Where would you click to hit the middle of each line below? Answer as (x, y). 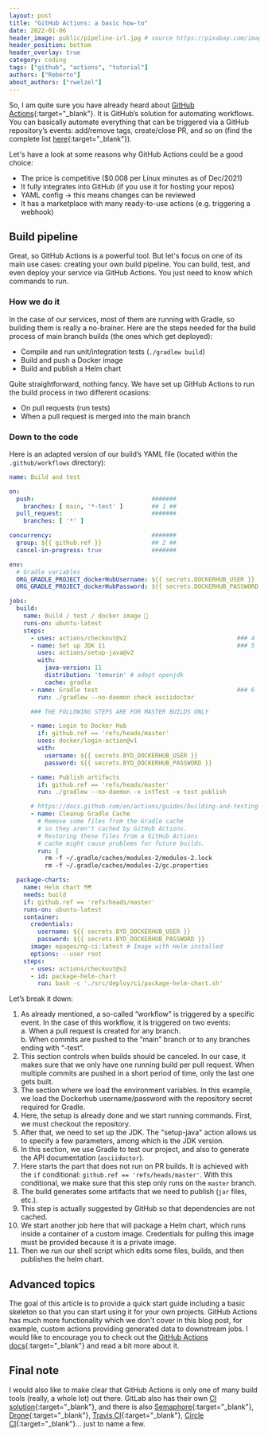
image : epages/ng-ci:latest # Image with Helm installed (126, 947)
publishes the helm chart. (62, 1259)
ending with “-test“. (52, 1048)
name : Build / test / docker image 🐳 (86, 616)
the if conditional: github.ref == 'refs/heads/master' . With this (126, 1175)
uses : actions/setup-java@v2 (86, 653)
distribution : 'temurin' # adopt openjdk (114, 675)
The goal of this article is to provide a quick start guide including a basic (127, 1304)
